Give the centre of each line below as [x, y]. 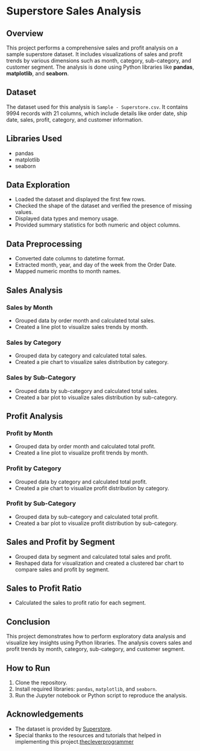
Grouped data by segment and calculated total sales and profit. [93, 556]
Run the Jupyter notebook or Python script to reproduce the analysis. [101, 696]
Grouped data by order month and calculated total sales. [85, 320]
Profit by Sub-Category [41, 503]
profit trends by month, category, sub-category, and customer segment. [96, 649]
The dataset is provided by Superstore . [64, 729]
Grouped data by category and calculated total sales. [81, 356]
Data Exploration [38, 185]
